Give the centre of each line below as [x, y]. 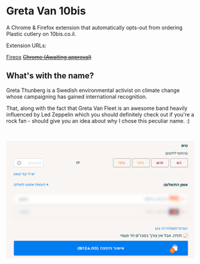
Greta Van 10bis [46, 11]
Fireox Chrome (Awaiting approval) [49, 57]
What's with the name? [50, 76]
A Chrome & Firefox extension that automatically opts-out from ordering [95, 27]
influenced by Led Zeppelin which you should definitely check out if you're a [100, 114]
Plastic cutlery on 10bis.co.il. [41, 33]
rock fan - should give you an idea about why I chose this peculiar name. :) [98, 121]
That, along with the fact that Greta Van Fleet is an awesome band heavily [97, 108]
